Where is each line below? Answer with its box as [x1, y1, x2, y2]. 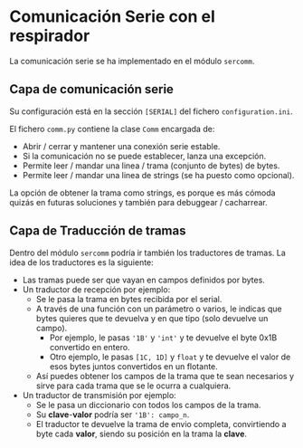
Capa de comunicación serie [9, 81, 175, 97]
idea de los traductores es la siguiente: [9, 256, 154, 268]
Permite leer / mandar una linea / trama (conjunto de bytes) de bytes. [22, 160, 280, 171]
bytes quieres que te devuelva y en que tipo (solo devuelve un [35, 312, 269, 323]
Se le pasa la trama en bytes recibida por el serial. [35, 293, 223, 304]
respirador [9, 25, 90, 46]
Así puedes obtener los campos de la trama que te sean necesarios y [35, 370, 295, 381]
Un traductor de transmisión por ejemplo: [22, 389, 176, 400]
